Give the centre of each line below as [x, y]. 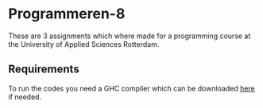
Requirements [44, 69]
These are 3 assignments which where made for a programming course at [130, 36]
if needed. [25, 97]
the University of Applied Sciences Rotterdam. [84, 44]
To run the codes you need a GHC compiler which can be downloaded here [132, 88]
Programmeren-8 [67, 14]
